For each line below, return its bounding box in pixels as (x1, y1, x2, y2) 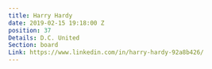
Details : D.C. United (8, 33, 80, 42)
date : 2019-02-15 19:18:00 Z (8, 19, 105, 27)
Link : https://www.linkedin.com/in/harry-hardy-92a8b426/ (8, 48, 204, 56)
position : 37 (8, 26, 52, 34)
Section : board (8, 41, 59, 49)
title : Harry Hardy (8, 11, 73, 20)
